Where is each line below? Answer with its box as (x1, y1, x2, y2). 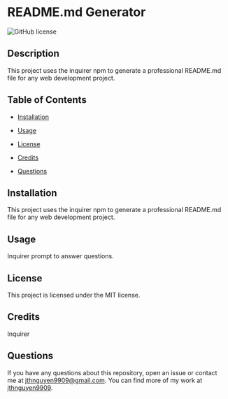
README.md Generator (7, 4, 146, 20)
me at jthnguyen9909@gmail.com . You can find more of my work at (7, 376, 203, 384)
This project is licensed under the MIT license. (7, 291, 141, 299)
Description (7, 48, 59, 59)
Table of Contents (7, 94, 87, 106)
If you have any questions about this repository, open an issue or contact (7, 368, 218, 377)
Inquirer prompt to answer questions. (7, 252, 114, 260)
